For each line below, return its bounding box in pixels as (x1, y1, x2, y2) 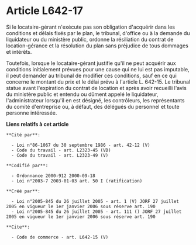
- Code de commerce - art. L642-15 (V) (11, 234, 109, 240)
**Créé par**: (6, 188, 41, 194)
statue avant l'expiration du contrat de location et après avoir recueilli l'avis (6, 84, 187, 91)
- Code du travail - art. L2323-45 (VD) (11, 147, 111, 153)
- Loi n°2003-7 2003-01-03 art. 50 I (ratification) (11, 178, 143, 184)
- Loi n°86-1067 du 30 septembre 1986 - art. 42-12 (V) (11, 142, 150, 148)
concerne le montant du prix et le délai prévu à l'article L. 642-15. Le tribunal (6, 78, 191, 85)
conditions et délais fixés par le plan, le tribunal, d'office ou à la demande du (6, 29, 190, 36)
